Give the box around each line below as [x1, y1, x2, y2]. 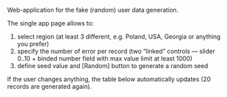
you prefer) [17, 40, 50, 47]
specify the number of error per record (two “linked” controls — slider [17, 47, 215, 55]
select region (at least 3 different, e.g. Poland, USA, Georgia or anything [17, 32, 221, 41]
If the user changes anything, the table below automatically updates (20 [7, 75, 211, 83]
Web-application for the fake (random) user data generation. [7, 6, 179, 14]
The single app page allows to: [7, 19, 94, 27]
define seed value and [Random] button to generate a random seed [17, 62, 208, 69]
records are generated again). [7, 83, 92, 90]
